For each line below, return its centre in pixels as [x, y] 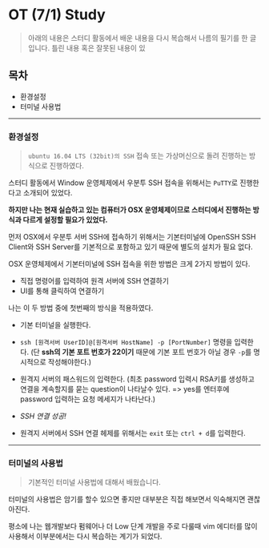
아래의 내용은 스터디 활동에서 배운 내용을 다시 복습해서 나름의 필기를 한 [138, 38]
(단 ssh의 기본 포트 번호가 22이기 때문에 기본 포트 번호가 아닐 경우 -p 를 [141, 352]
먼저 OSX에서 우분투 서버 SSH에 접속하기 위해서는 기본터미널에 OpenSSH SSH [132, 237]
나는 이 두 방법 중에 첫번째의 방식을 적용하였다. [81, 308]
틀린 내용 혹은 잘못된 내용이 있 [98, 48]
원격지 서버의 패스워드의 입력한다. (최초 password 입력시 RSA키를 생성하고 [137, 379]
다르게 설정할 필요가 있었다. [65, 220]
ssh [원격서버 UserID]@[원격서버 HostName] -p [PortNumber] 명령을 [126, 342]
